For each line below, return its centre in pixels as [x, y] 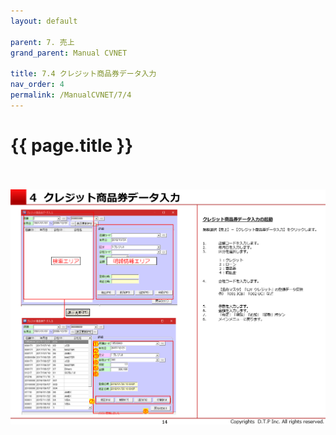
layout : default [44, 21]
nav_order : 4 [37, 85]
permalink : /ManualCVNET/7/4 [71, 95]
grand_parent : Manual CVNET [69, 53]
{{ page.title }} [72, 145]
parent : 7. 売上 [42, 42]
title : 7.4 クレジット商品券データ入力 [83, 74]
